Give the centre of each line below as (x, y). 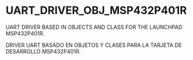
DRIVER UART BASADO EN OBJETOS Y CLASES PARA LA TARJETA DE (94, 45)
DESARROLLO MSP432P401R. (43, 51)
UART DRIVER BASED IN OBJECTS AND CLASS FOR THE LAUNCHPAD (94, 27)
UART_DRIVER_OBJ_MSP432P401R (96, 10)
